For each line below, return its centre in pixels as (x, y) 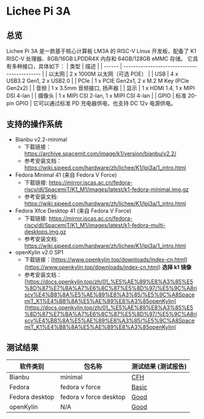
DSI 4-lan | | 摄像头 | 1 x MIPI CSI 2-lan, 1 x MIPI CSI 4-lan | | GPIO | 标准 (97, 95)
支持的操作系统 (34, 124)
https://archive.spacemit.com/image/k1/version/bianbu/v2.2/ (100, 153)
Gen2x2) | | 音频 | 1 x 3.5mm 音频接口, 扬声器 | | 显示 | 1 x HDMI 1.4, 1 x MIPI (100, 88)
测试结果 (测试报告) (159, 366)
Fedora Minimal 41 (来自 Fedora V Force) (66, 174)
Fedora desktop (32, 396)
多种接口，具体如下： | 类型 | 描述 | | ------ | (67, 66)
